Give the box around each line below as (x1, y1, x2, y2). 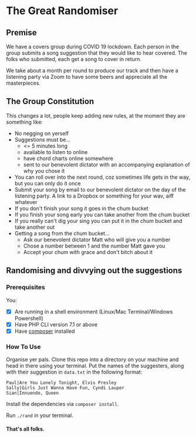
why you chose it (23, 167, 65, 174)
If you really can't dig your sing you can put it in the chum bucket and (14, 217, 183, 224)
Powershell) (14, 315, 44, 322)
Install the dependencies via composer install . (6, 400, 119, 407)
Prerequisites (6, 283, 45, 292)
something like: (6, 118, 43, 125)
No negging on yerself (14, 129, 69, 136)
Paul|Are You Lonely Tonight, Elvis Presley (6, 379, 117, 386)
